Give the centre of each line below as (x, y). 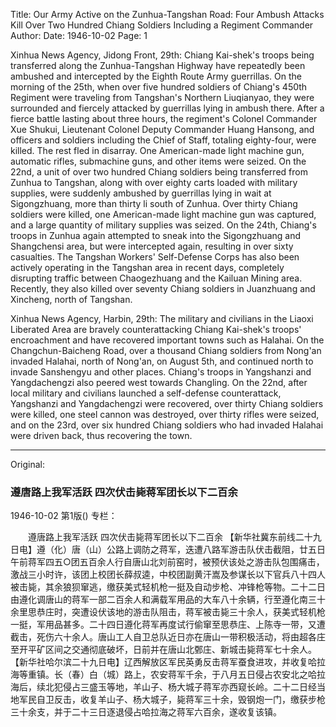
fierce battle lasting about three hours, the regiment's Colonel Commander (164, 118)
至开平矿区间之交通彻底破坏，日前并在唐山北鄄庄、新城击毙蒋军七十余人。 (163, 650)
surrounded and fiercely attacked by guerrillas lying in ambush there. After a (167, 108)
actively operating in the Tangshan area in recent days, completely (147, 267)
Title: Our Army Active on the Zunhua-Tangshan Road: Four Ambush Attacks (167, 14)
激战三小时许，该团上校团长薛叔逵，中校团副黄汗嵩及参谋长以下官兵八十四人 (168, 575)
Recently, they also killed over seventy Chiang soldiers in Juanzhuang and (163, 288)
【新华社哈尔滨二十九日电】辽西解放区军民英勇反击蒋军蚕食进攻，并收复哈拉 (168, 662)
